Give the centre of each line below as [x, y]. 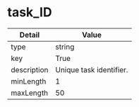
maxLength [30, 93]
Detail [30, 35]
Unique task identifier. [92, 69]
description [30, 69]
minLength [29, 81]
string [65, 47]
